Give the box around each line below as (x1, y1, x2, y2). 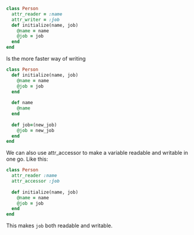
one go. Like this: (6, 155, 49, 163)
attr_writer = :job (11, 17, 60, 23)
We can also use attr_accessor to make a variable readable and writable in (6, 149, 189, 156)
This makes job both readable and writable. (6, 222, 113, 229)
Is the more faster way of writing (6, 55, 86, 62)
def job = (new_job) (11, 122, 58, 128)
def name (11, 100, 33, 106)
